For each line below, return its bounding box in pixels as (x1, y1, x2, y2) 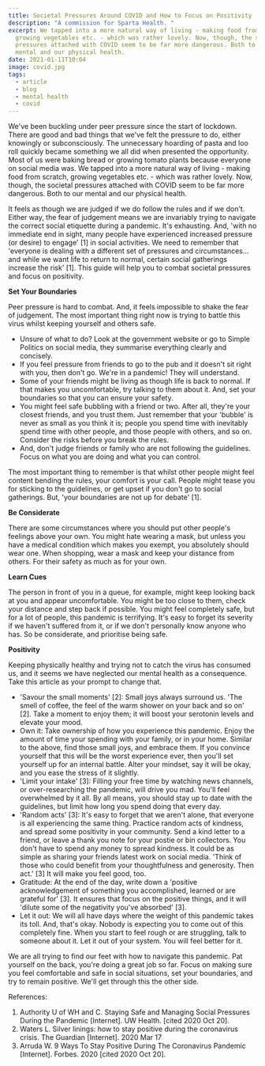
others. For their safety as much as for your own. (8, 557, 167, 567)
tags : (8, 70, 26, 78)
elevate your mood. (19, 718, 83, 727)
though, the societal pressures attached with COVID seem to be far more (8, 180, 244, 190)
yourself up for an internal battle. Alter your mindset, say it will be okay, (19, 760, 252, 769)
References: (8, 992, 47, 1002)
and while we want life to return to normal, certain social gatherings (8, 255, 227, 264)
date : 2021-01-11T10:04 (8, 56, 87, 64)
